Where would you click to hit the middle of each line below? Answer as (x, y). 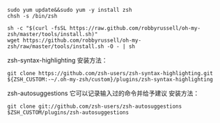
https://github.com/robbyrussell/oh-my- (82, 40)
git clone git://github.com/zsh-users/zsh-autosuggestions (95, 106)
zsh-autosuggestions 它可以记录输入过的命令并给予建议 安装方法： (103, 93)
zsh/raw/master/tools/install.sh (56, 47)
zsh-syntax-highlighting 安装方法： (57, 60)
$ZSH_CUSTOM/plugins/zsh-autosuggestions (68, 113)
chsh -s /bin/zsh (32, 16)
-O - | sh (121, 47)
